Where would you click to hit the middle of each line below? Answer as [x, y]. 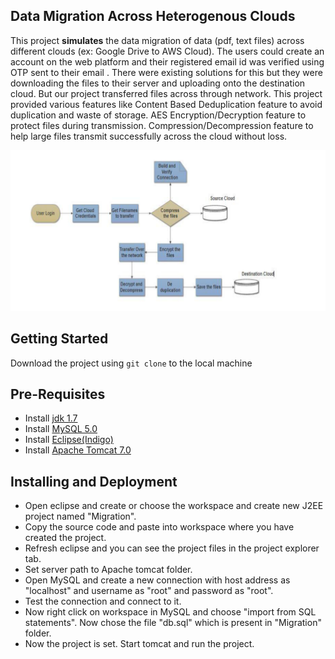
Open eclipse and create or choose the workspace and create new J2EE [174, 506]
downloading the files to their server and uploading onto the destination [158, 83]
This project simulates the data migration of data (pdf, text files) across [157, 40]
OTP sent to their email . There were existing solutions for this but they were [166, 72]
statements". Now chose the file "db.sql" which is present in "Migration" [173, 623]
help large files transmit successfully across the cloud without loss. [149, 136]
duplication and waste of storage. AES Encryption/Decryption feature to [158, 115]
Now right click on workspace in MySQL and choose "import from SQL [170, 612]
